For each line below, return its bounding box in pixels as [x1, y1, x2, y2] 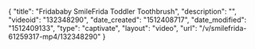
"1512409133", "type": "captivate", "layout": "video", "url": [8, 24, 198, 32]
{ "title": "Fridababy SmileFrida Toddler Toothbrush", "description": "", [8, 7, 237, 16]
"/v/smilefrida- [198, 24, 247, 32]
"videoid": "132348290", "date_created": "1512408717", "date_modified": [8, 15, 247, 24]
